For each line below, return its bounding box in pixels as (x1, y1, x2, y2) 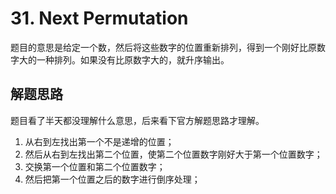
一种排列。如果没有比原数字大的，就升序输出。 (36, 53, 230, 66)
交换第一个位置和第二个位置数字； (24, 160, 166, 172)
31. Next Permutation (10, 7, 189, 30)
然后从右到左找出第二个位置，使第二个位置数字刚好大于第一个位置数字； (24, 148, 323, 160)
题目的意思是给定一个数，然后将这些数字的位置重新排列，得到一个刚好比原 (10, 41, 317, 53)
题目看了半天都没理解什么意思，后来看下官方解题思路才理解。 (10, 114, 265, 126)
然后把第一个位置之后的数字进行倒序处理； (24, 173, 201, 185)
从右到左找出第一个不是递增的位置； (24, 135, 175, 147)
